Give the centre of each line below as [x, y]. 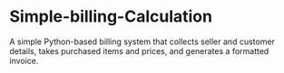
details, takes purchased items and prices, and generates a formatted [139, 50]
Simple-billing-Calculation [111, 17]
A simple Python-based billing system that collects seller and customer [142, 41]
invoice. [24, 60]
